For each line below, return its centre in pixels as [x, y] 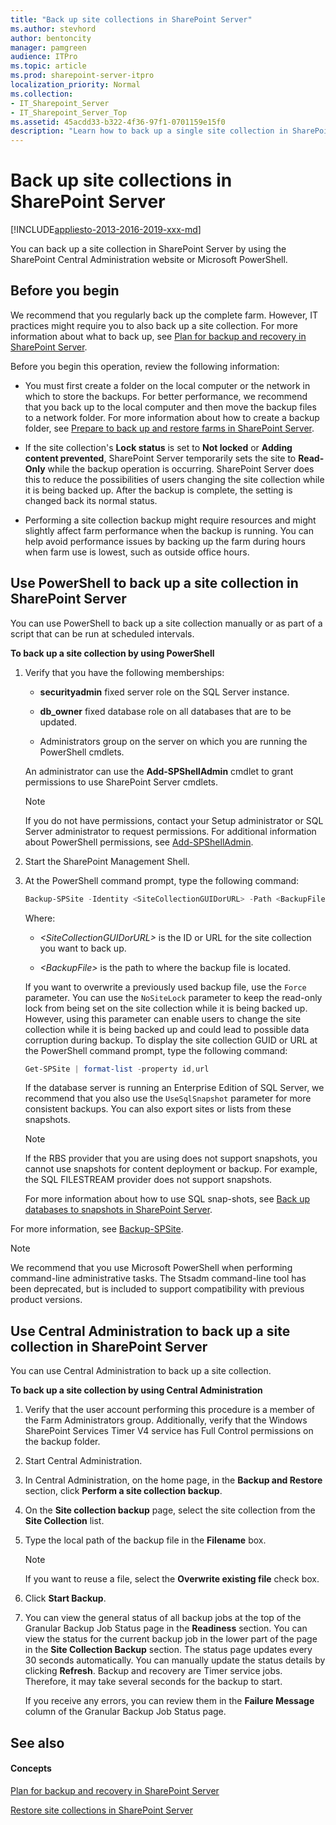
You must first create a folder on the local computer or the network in [167, 385]
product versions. [46, 1300]
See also [37, 1742]
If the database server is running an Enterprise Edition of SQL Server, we [174, 1088]
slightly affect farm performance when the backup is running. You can [169, 530]
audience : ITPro [44, 57]
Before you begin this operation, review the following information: [145, 366]
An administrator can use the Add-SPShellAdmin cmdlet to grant [159, 771]
